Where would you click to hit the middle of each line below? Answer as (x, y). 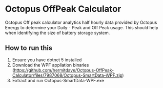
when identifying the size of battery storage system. (58, 33)
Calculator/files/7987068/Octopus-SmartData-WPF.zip (67, 75)
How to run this (29, 48)
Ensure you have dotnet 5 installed (47, 60)
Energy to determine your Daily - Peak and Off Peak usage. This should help (82, 27)
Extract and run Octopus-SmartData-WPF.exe (58, 80)
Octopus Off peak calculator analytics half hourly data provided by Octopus (81, 22)
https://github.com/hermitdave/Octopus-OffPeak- (64, 70)
